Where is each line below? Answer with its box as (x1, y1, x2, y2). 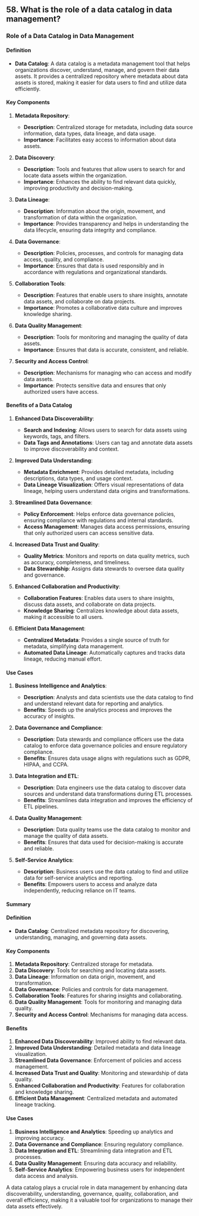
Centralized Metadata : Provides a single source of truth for (23, 636, 169, 643)
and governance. (23, 571, 65, 579)
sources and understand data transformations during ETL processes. (23, 790, 193, 797)
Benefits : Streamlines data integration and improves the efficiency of (23, 797, 193, 804)
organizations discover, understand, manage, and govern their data (14, 66, 180, 73)
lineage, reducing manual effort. (23, 655, 102, 662)
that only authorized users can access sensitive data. (23, 529, 154, 536)
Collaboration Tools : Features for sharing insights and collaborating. (14, 992, 183, 1000)
